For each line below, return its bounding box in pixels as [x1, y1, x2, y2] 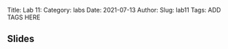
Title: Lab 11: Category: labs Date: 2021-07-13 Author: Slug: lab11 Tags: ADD [7, 6, 222, 14]
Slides [7, 33, 34, 45]
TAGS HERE [7, 13, 41, 21]
